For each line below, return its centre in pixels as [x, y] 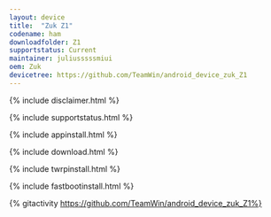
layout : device [37, 17]
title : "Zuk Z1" [41, 26]
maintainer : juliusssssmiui [61, 58]
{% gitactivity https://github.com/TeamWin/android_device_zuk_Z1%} [136, 203]
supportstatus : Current [53, 50]
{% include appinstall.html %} [63, 135]
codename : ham [35, 34]
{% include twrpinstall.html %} [65, 168]
